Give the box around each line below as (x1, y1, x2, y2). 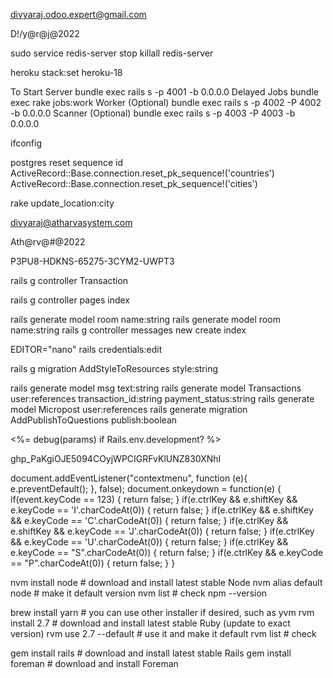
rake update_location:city (10, 197, 115, 209)
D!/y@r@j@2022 (10, 28, 80, 39)
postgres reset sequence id (10, 157, 124, 168)
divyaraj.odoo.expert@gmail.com (10, 9, 147, 20)
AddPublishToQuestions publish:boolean (10, 414, 178, 426)
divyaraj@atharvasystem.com (10, 217, 133, 228)
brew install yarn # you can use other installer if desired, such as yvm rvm (10, 607, 315, 618)
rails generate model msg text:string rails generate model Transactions (10, 382, 302, 394)
